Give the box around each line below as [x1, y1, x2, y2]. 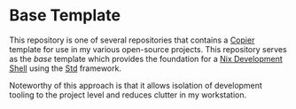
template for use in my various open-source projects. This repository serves [9, 43, 287, 54]
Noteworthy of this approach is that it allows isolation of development [9, 80, 263, 90]
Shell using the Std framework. [9, 63, 122, 74]
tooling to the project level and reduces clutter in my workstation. [9, 90, 247, 100]
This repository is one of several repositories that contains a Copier [9, 35, 255, 45]
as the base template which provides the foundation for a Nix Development [9, 53, 284, 64]
